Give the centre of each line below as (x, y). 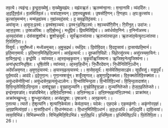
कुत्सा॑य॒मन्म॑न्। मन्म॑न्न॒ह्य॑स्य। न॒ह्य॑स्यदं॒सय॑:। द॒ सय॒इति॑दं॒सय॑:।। (54, 19)
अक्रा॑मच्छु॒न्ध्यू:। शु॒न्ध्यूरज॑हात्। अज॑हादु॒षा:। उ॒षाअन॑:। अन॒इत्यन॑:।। (59, 98)
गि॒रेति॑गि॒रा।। (16, 42)
